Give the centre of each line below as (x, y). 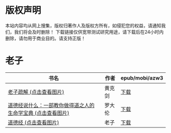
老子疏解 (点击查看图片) (36, 92)
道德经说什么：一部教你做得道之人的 (51, 105)
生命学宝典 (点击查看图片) (39, 113)
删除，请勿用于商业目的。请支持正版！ (45, 38)
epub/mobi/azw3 (142, 78)
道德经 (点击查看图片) (34, 122)
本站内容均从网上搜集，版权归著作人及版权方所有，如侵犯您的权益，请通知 (83, 25)
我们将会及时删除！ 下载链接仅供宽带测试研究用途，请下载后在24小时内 (89, 32)
